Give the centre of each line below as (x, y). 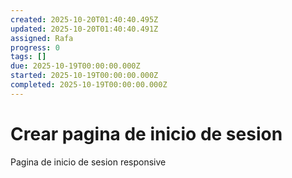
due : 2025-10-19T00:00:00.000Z (75, 66)
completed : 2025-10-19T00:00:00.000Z (89, 85)
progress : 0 (35, 47)
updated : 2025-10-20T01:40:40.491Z (84, 29)
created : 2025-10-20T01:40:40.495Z (84, 19)
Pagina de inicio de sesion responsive (88, 162)
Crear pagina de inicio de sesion (146, 133)
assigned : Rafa (42, 38)
